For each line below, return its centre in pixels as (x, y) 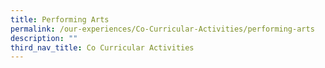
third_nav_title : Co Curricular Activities (102, 47)
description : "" (44, 38)
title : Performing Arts (60, 19)
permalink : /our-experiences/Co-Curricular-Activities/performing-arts (162, 29)
